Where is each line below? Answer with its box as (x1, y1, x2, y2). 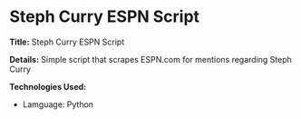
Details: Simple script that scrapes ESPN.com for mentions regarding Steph (9, 54, 293, 64)
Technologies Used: (9, 81, 87, 92)
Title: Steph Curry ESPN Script (9, 36, 125, 47)
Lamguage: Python (22, 98, 93, 110)
